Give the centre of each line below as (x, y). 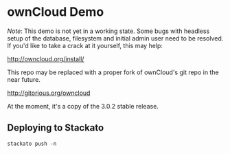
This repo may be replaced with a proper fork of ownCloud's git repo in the (113, 72)
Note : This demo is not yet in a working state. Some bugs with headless (108, 31)
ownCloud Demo (56, 12)
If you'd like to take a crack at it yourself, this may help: (85, 45)
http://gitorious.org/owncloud (49, 93)
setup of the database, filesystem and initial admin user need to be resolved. (115, 38)
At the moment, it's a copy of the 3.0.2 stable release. (83, 106)
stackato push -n (32, 144)
